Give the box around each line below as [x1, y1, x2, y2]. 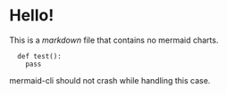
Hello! [9, 5, 55, 26]
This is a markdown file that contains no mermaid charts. [9, 35, 219, 45]
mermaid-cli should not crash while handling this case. [9, 75, 211, 85]
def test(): [17, 51, 63, 60]
